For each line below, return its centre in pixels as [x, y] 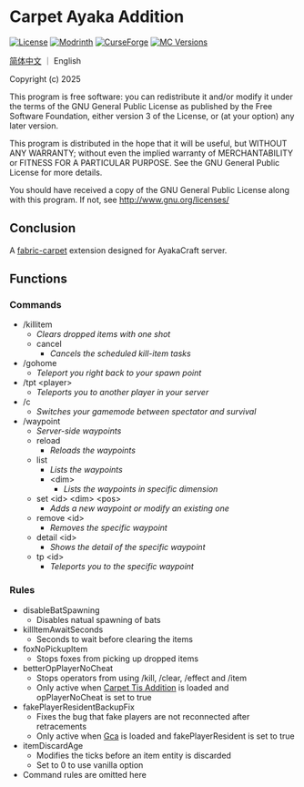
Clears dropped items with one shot [103, 334]
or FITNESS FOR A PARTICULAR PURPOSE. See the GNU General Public [145, 162]
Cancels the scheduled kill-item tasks [120, 353]
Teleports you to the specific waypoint [122, 567]
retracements [61, 726]
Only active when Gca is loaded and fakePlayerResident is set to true [165, 736]
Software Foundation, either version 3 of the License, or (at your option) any [152, 116]
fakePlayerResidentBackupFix [78, 707]
